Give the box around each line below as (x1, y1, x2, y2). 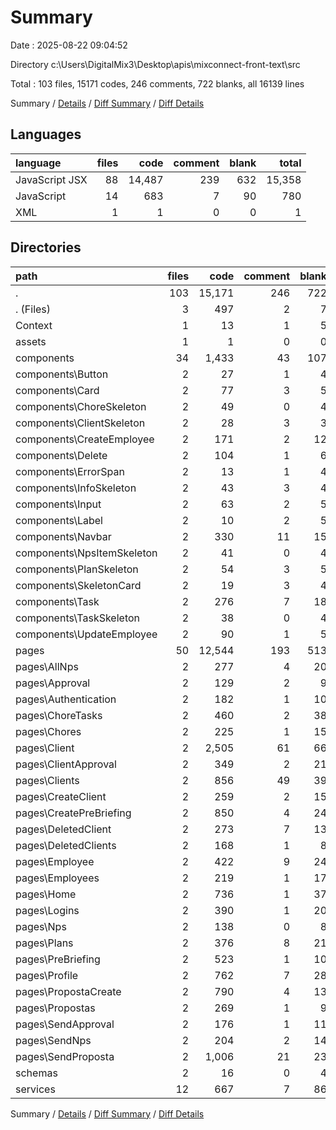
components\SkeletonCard (15, 578, 142, 592)
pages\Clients (15, 773, 80, 787)
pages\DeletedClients (15, 838, 117, 852)
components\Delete (15, 448, 108, 462)
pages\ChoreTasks (15, 708, 103, 722)
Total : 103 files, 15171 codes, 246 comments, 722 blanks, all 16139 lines (10, 77, 305, 90)
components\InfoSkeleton (15, 481, 137, 495)
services (15, 1082, 56, 1096)
